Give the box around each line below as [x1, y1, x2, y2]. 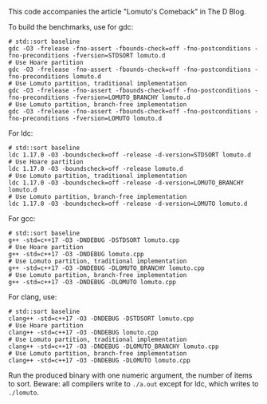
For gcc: [8, 214, 36, 223]
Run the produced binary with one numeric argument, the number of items [8, 370, 253, 380]
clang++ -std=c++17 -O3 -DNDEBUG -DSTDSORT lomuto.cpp [8, 315, 194, 323]
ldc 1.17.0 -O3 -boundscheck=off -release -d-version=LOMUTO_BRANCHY [8, 179, 245, 187]
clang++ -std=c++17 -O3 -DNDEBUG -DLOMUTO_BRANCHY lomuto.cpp [8, 343, 219, 351]
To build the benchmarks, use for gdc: [8, 22, 134, 31]
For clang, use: [8, 292, 57, 302]
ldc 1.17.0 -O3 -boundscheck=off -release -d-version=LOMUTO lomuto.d [8, 200, 248, 208]
